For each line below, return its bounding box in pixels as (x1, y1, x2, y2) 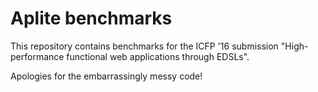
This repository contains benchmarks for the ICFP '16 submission (10, 40, 279, 52)
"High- (280, 40, 309, 52)
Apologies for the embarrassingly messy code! (10, 70, 203, 82)
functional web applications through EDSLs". (66, 50, 250, 62)
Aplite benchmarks (10, 7, 173, 30)
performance (10, 50, 65, 62)
